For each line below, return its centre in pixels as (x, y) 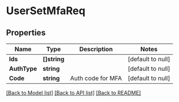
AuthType (23, 69)
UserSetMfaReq (46, 11)
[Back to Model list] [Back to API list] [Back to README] (74, 93)
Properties (26, 33)
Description (96, 49)
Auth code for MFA (96, 78)
